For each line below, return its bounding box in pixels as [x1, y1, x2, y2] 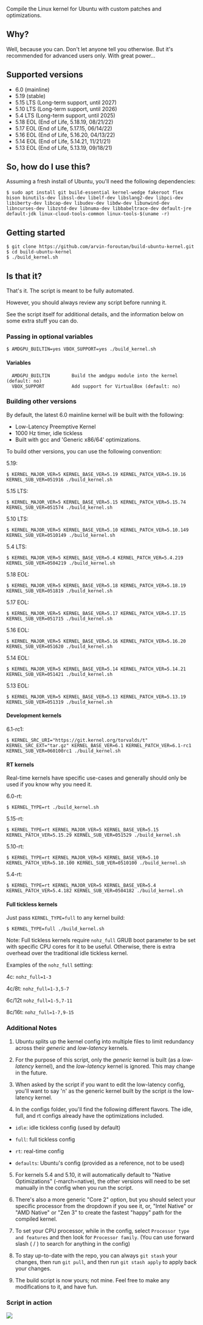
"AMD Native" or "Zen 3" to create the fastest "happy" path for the [15, 1209, 182, 1216]
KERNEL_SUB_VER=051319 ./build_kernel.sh [6, 699, 113, 705]
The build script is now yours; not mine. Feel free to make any [15, 1276, 170, 1284]
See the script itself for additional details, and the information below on [6, 311, 184, 318]
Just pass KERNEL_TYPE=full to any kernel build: [6, 914, 125, 922]
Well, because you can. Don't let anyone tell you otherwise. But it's [6, 45, 173, 52]
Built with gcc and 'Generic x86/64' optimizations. [15, 436, 141, 443]
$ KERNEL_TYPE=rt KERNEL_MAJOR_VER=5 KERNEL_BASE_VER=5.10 [6, 854, 159, 861]
